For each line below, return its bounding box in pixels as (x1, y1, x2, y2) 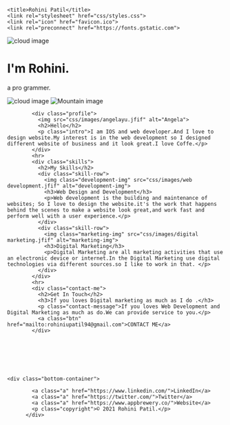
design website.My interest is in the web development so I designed (7, 134, 211, 141)
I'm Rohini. (7, 61, 70, 76)
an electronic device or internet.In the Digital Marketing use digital (7, 255, 220, 262)
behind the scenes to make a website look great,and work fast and (7, 207, 205, 214)
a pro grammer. (7, 83, 51, 92)
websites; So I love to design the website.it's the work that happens (7, 200, 217, 207)
